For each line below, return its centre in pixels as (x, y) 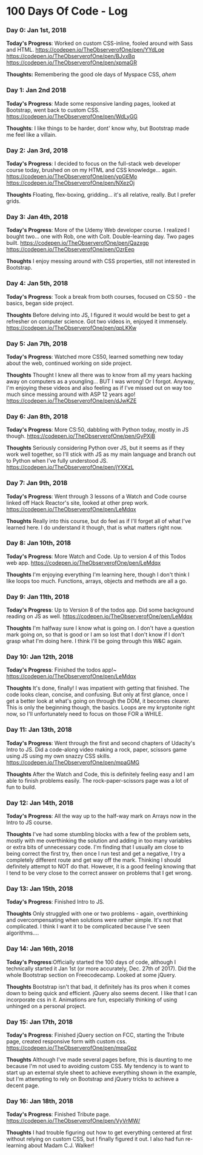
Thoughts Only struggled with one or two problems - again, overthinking (97, 914)
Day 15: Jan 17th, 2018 (40, 1021)
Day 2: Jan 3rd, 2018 (37, 150)
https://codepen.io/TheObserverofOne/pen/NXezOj (71, 183)
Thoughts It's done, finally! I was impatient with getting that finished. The (98, 688)
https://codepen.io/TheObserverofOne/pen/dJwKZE (72, 400)
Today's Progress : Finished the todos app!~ (62, 670)
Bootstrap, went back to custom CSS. (53, 110)
